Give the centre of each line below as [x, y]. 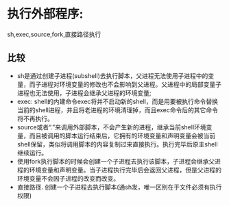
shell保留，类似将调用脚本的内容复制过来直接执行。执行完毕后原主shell [117, 144]
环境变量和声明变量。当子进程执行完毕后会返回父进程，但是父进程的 [125, 170]
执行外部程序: [45, 14]
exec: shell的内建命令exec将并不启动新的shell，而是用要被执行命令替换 [117, 101]
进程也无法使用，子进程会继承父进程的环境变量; [84, 92]
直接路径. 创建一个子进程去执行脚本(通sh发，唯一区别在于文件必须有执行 [119, 187]
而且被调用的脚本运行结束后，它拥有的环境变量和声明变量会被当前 [122, 136]
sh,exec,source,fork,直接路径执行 [54, 34]
